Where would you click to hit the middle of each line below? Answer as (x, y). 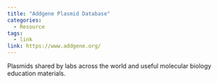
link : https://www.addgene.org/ (54, 46)
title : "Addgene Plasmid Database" (59, 14)
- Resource (29, 27)
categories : (24, 20)
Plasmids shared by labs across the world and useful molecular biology (109, 66)
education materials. (37, 73)
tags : (15, 33)
